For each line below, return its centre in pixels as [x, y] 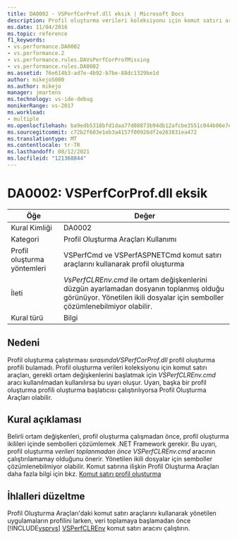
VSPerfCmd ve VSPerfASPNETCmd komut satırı [142, 255]
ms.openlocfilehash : [38, 125]
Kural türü [27, 317]
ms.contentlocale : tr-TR [44, 146]
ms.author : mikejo [34, 86]
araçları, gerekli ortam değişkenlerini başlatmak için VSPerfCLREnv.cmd [112, 374]
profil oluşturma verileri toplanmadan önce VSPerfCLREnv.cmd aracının [111, 451]
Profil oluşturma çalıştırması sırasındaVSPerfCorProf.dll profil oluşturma [111, 360]
